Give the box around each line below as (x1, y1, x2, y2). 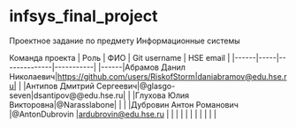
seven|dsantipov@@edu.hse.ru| (9, 90, 126, 101)
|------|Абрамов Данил (98, 62, 186, 72)
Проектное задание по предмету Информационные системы (9, 35, 240, 46)
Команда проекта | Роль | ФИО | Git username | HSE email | (9, 52, 231, 63)
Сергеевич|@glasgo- (95, 80, 176, 91)
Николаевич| (9, 71, 58, 81)
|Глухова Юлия (132, 90, 190, 101)
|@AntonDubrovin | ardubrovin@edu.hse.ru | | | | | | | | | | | (9, 109, 216, 119)
